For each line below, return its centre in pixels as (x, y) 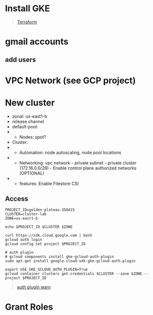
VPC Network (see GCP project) (70, 80)
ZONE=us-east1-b (21, 219)
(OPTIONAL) (32, 173)
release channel (28, 121)
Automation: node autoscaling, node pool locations (70, 152)
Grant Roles (29, 307)
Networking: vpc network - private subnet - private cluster (78, 163)
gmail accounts (37, 42)
